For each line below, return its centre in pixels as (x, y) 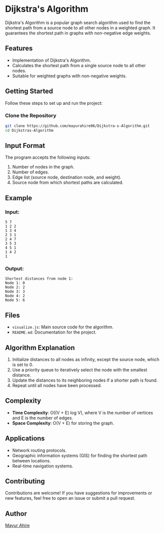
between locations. (31, 460)
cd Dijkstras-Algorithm (29, 130)
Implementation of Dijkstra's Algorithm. (52, 60)
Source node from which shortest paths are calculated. (68, 183)
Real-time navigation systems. (43, 466)
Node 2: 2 (15, 288)
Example (19, 198)
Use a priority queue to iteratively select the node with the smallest (80, 370)
